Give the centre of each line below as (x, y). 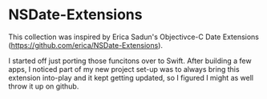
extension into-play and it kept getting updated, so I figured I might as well (131, 77)
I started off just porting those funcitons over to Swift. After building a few (130, 61)
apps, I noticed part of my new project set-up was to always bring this (124, 69)
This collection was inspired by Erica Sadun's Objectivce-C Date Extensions (133, 37)
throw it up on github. (44, 86)
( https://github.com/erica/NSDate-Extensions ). (85, 45)
